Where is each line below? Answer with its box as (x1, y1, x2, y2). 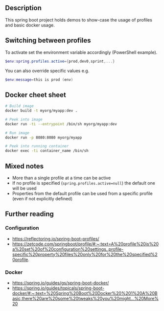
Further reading (5, 210, 54, 218)
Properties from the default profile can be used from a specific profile (12, 191, 153, 196)
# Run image (5, 130, 29, 135)
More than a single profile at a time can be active (12, 175, 111, 181)
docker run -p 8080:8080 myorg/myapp (5, 135, 82, 140)
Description (5, 4, 42, 12)
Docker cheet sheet (5, 91, 66, 99)
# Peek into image (5, 117, 43, 122)
